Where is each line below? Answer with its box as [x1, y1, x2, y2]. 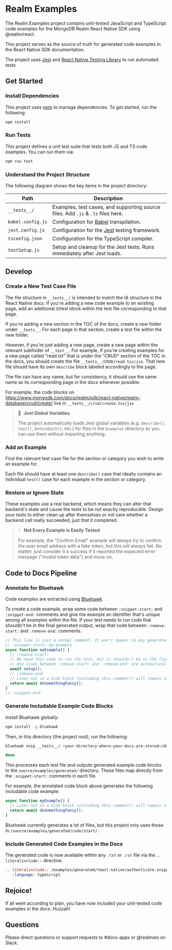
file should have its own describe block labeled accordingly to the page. [5, 363, 157, 370]
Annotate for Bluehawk [5, 584, 64, 591]
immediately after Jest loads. [52, 250, 122, 257]
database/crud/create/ [5, 400, 53, 406]
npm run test [5, 159, 33, 164]
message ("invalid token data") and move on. [17, 554, 114, 560]
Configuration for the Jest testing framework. [52, 226, 161, 234]
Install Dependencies [5, 92, 59, 99]
